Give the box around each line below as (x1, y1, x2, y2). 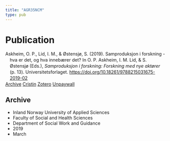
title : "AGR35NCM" (5, 7, 44, 13)
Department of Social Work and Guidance (12, 120, 101, 126)
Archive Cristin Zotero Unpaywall (5, 81, 75, 87)
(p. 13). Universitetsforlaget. (10, 69, 68, 75)
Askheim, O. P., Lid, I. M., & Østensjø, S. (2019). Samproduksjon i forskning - (5, 51, 165, 57)
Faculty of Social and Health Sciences (12, 115, 93, 121)
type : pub (5, 12, 27, 17)
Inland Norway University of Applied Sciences (12, 109, 110, 115)
